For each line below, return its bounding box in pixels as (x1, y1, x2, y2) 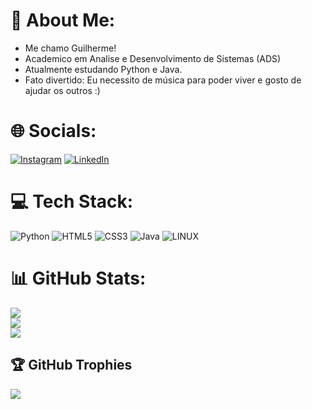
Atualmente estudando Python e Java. (24, 63, 183, 75)
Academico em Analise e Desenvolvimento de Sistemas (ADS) (24, 52, 282, 64)
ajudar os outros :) (24, 84, 101, 96)
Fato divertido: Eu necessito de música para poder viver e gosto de (24, 74, 302, 86)
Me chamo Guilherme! (24, 42, 117, 54)
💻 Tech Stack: (10, 190, 134, 213)
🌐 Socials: (10, 120, 97, 143)
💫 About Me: (10, 9, 116, 32)
